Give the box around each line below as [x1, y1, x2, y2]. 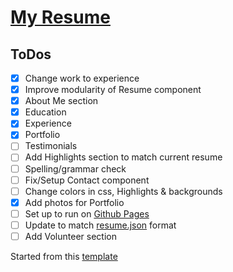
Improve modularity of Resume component [24, 84, 202, 96]
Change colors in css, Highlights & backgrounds [24, 185, 223, 197]
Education [24, 106, 67, 118]
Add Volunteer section [24, 230, 117, 242]
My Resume [10, 6, 111, 29]
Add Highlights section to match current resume [24, 151, 223, 163]
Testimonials [24, 140, 78, 152]
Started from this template [10, 250, 118, 262]
